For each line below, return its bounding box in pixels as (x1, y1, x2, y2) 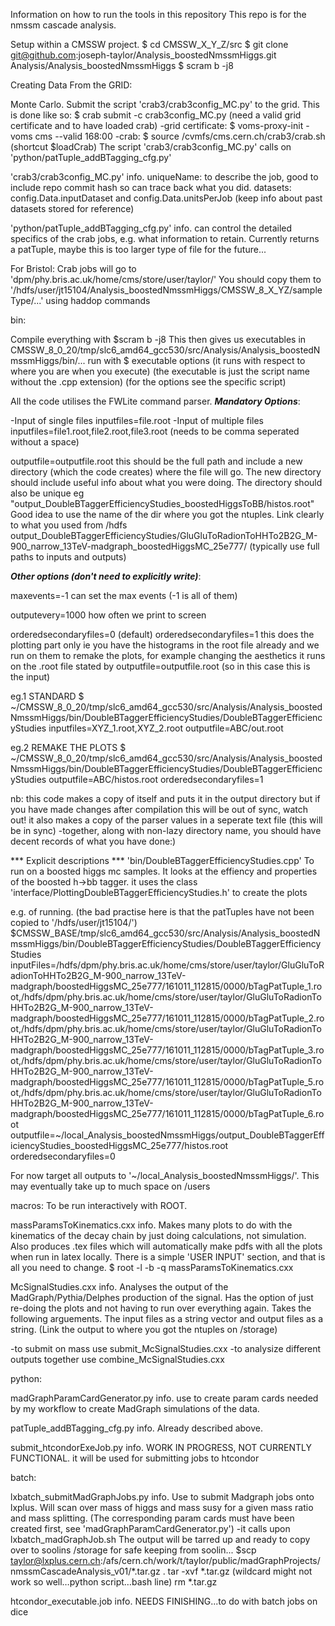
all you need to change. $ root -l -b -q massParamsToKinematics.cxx (10, 1262, 294, 1273)
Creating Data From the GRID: (10, 79, 133, 91)
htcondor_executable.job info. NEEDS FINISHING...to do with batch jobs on (10, 1595, 318, 1607)
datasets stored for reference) (10, 203, 135, 214)
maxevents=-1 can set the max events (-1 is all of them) (10, 590, 238, 601)
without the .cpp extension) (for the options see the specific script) (10, 376, 287, 388)
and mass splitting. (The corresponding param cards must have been (10, 1512, 295, 1524)
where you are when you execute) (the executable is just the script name (10, 365, 310, 377)
